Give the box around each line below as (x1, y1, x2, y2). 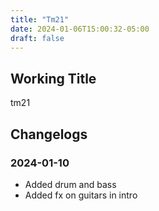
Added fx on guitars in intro (24, 189, 138, 201)
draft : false (10, 33, 65, 43)
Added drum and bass (24, 178, 117, 190)
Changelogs (10, 126, 88, 143)
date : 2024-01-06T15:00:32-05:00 (10, 24, 150, 34)
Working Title (10, 70, 97, 87)
